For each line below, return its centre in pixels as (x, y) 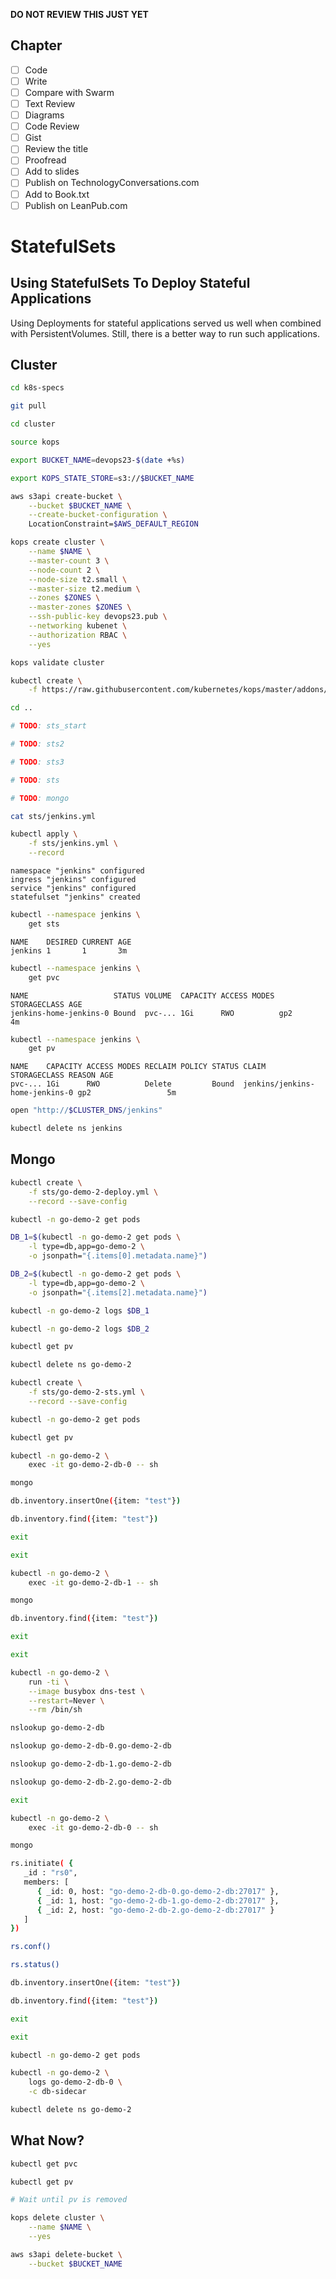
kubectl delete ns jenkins (66, 1129)
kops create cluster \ (57, 542)
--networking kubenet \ (78, 626)
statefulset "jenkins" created (75, 897)
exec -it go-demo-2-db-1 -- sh (93, 1582)
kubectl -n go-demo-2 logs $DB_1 (80, 1310)
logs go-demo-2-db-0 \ (75, 2082)
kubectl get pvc (44, 2164)
